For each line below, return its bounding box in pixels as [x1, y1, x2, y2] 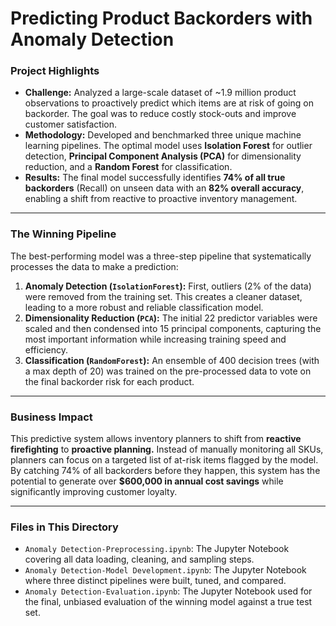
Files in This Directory [10, 520, 119, 534]
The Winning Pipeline [10, 227, 117, 241]
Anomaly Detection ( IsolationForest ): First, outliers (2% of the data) [24, 280, 312, 292]
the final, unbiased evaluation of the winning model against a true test [24, 596, 313, 608]
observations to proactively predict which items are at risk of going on [24, 97, 314, 109]
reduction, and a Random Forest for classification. [24, 161, 233, 173]
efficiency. [24, 343, 68, 356]
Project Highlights [10, 64, 100, 78]
